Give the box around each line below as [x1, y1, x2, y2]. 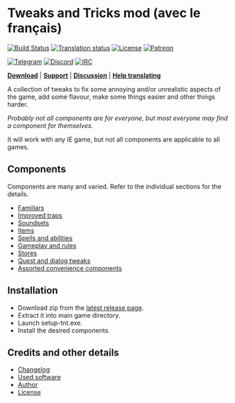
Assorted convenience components [17, 264, 122, 272]
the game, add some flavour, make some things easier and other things [7, 92, 216, 101]
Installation [7, 284, 58, 296]
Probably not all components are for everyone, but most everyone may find [7, 114, 229, 122]
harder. [7, 100, 28, 108]
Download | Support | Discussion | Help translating [7, 71, 161, 80]
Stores [17, 249, 38, 257]
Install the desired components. [17, 326, 110, 335]
